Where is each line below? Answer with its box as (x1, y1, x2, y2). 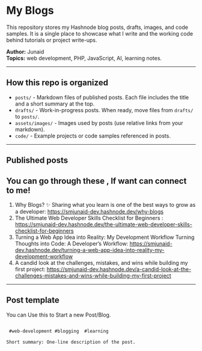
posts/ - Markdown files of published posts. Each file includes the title (14, 93, 189, 101)
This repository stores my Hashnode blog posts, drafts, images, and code (6, 24, 188, 31)
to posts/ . (14, 113, 40, 120)
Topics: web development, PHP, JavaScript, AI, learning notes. (6, 54, 162, 62)
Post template (6, 295, 60, 305)
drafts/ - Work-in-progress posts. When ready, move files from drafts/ (14, 106, 194, 113)
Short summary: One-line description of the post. (6, 339, 136, 345)
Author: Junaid (6, 48, 44, 55)
